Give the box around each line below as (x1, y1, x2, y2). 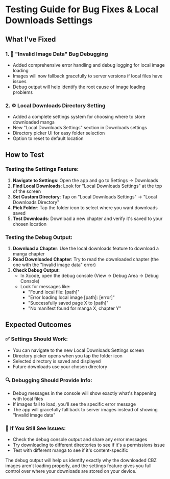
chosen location (12, 221, 47, 227)
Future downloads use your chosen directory (12, 363, 108, 370)
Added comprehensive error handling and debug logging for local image (12, 62, 165, 68)
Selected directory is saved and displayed (12, 358, 101, 364)
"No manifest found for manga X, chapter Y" (28, 305, 122, 311)
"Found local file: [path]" (28, 289, 80, 295)
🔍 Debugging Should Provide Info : (5, 376, 93, 384)
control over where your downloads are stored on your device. (5, 468, 137, 474)
